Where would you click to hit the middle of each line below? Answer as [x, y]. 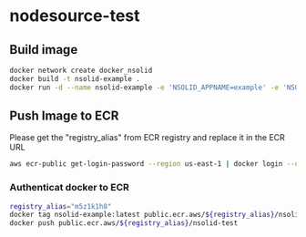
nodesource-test [75, 16]
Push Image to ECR [64, 116]
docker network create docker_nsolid [81, 70]
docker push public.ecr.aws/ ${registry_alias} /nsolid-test [124, 223]
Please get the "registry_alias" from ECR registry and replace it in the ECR [147, 138]
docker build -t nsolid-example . [75, 78]
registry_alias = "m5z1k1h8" [61, 206]
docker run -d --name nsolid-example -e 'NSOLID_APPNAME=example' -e [144, 88]
